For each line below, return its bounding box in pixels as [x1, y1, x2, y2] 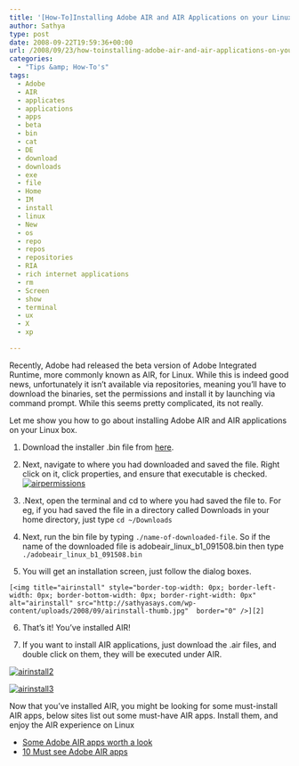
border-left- [228, 583, 277, 592]
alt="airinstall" [9, 599, 74, 607]
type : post [9, 29, 50, 38]
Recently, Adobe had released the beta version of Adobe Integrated [9, 360, 257, 371]
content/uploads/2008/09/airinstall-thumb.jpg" [9, 607, 190, 615]
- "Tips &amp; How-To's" [17, 63, 109, 72]
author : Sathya [9, 21, 66, 30]
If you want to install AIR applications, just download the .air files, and [21, 639, 278, 650]
